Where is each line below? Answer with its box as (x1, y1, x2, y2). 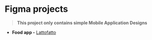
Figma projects (4, 3, 68, 15)
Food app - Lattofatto (11, 29, 56, 35)
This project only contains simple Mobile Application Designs (16, 20, 147, 26)
